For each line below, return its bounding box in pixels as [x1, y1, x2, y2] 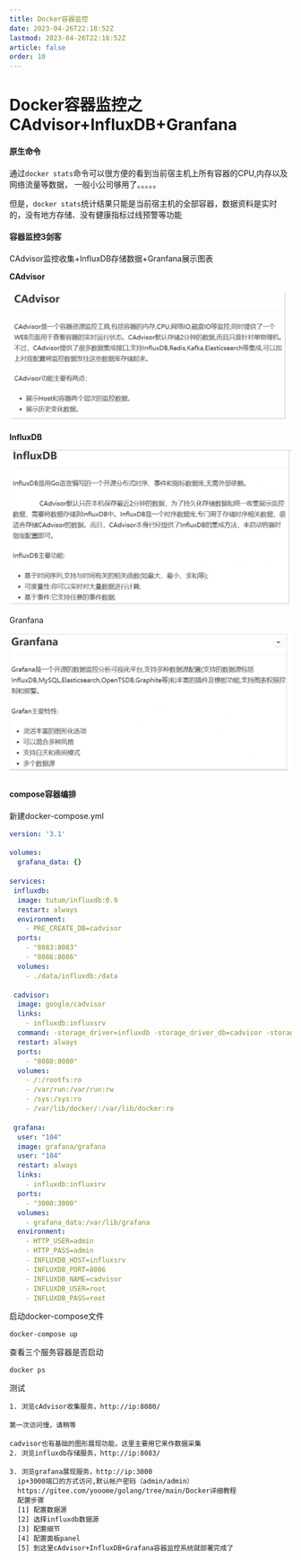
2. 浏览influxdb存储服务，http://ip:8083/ [9, 1449, 161, 1459]
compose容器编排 [9, 789, 77, 799]
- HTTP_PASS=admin [25, 1247, 94, 1256]
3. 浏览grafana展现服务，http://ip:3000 [9, 1467, 153, 1476]
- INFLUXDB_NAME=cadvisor [25, 1274, 123, 1283]
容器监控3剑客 [9, 232, 63, 242]
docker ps [9, 1366, 47, 1375]
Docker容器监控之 [9, 95, 143, 116]
